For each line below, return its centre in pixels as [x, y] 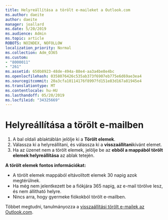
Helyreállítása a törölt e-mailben [74, 125]
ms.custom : [17, 57]
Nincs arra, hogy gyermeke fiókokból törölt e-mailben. [69, 197]
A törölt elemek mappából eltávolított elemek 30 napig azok [75, 175]
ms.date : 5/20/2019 [26, 29]
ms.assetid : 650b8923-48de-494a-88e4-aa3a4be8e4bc [60, 72]
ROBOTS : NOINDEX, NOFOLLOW [34, 43]
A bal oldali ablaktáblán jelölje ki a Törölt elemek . [64, 139]
